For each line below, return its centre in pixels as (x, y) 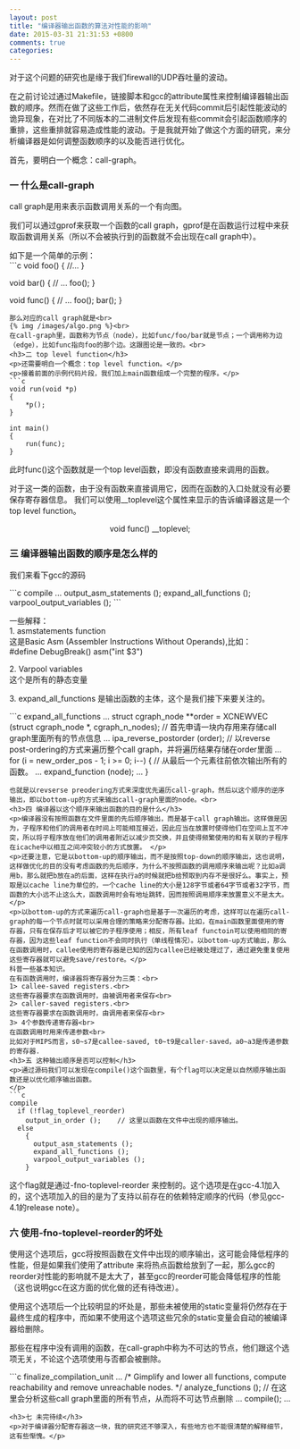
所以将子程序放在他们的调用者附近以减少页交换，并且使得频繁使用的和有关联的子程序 (155, 838)
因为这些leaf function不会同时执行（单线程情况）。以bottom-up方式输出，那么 (158, 940)
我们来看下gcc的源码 (48, 575)
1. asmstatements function (58, 630)
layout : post (33, 17)
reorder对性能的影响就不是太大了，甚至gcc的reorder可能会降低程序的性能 (145, 1276)
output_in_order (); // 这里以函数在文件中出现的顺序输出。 (134, 1120)
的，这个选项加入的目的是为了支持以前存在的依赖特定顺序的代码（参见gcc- (147, 1196)
